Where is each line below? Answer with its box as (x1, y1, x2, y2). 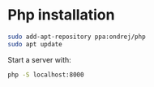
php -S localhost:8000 (7, 71, 84, 79)
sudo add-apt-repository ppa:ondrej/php (7, 33, 147, 41)
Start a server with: (7, 54, 72, 64)
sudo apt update (7, 40, 62, 48)
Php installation (7, 6, 115, 24)
